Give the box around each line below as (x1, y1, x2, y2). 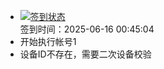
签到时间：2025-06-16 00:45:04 (19, 23, 155, 35)
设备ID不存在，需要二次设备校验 (19, 48, 152, 60)
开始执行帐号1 (19, 36, 77, 47)
